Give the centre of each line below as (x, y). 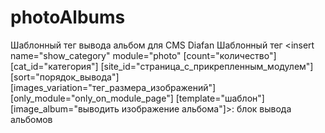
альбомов (31, 119)
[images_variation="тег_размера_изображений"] (113, 87)
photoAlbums (68, 17)
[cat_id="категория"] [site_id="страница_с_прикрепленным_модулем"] (162, 66)
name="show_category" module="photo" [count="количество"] (143, 55)
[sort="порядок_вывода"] (65, 77)
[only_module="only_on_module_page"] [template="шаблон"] (137, 98)
